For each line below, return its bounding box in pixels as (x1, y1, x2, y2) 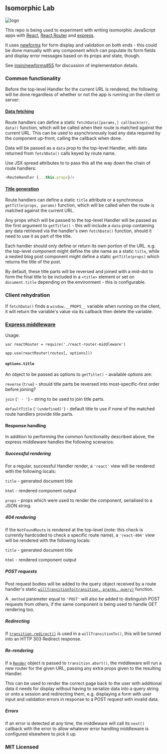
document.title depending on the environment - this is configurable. (5, 279, 146, 285)
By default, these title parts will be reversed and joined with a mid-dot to (5, 269, 154, 275)
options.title (5, 361, 35, 366)
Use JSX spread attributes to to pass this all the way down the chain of (5, 160, 151, 166)
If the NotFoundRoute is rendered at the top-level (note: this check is (5, 527, 143, 533)
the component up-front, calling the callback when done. (5, 135, 122, 142)
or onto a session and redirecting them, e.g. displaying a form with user (5, 691, 152, 697)
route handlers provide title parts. (5, 411, 74, 417)
